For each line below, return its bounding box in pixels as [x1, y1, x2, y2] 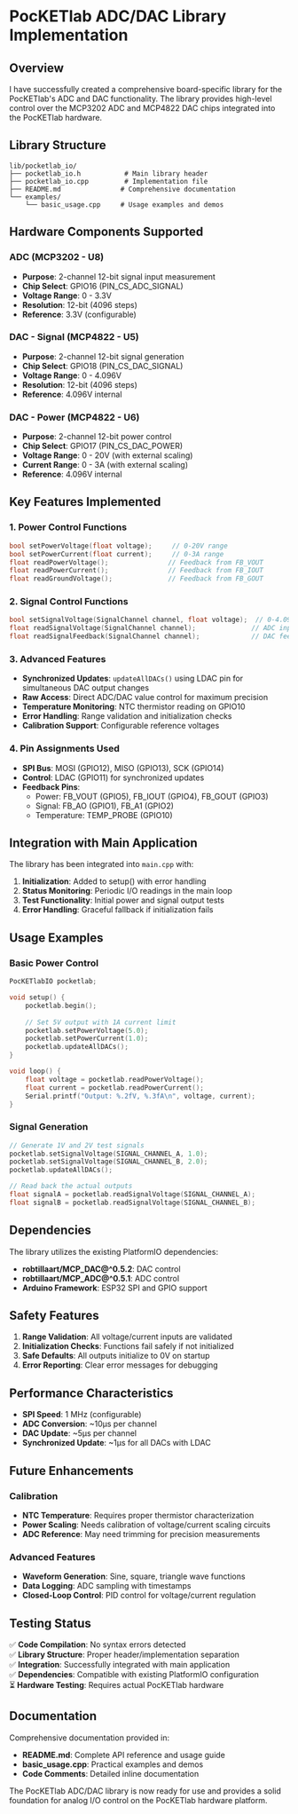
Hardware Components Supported [9, 225, 204, 240]
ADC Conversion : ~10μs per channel [21, 1418, 158, 1430]
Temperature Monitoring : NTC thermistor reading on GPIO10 [21, 701, 246, 712]
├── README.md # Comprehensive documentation [9, 185, 237, 193]
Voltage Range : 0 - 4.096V [21, 370, 122, 381]
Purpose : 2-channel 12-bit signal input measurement [21, 271, 216, 281]
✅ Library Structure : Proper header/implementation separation [9, 1649, 239, 1660]
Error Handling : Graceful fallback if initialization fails [21, 904, 214, 915]
